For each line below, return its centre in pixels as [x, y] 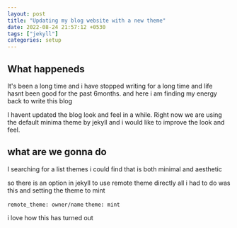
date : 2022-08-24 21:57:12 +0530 [57, 27]
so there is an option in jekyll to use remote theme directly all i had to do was [119, 183]
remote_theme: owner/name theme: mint [64, 205]
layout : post [27, 14]
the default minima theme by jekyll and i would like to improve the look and [116, 122]
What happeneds [46, 69]
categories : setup [34, 40]
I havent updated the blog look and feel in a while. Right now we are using [115, 115]
